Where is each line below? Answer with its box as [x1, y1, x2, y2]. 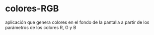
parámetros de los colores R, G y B [5, 24, 77, 30]
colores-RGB [5, 3, 59, 14]
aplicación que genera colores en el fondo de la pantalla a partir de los [5, 19, 150, 25]
